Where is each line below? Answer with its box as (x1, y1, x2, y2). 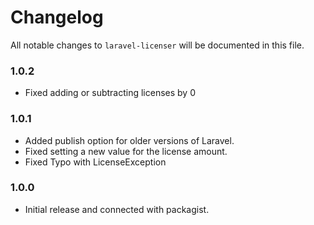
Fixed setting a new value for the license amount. (24, 145, 228, 157)
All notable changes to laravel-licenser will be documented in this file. (10, 39, 305, 51)
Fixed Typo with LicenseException (24, 156, 167, 168)
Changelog (10, 6, 104, 29)
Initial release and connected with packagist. (24, 203, 210, 215)
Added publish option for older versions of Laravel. (24, 134, 235, 146)
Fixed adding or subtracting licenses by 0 (24, 87, 196, 99)
